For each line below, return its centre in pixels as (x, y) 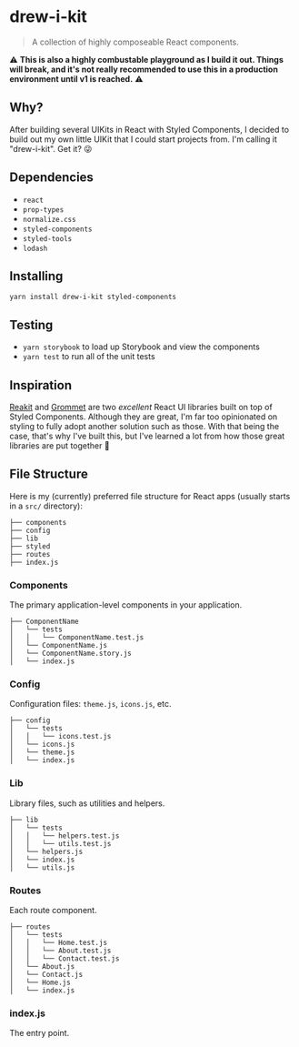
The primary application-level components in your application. (126, 605)
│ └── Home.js (40, 982)
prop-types (43, 210)
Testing (31, 325)
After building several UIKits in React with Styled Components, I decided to (149, 129)
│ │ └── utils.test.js (60, 843)
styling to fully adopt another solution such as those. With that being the (145, 426)
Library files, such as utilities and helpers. (87, 803)
